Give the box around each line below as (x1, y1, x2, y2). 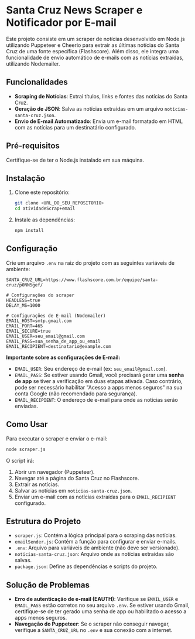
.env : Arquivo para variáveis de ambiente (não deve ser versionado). (14, 544, 180, 551)
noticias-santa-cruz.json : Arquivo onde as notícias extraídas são (14, 551, 175, 558)
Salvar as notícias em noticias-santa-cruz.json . (14, 487, 132, 494)
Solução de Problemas (6, 580, 90, 590)
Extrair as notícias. (14, 481, 60, 488)
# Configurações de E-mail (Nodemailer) (6, 313, 107, 319)
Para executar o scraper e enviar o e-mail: (6, 435, 108, 442)
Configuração (6, 244, 58, 254)
